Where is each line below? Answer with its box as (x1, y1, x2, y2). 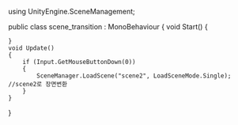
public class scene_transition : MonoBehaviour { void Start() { (8, 22, 208, 31)
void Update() (8, 44, 55, 52)
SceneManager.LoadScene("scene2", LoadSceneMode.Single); (36, 72, 232, 80)
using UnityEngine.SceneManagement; (8, 7, 136, 16)
